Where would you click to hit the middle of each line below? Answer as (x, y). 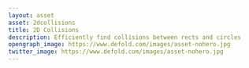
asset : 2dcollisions (42, 23)
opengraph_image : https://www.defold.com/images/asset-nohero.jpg (119, 45)
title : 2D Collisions (44, 30)
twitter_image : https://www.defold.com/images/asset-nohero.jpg (116, 52)
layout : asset (32, 15)
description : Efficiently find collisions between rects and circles (125, 37)
